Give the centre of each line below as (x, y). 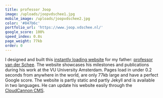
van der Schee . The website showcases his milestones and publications (77, 65)
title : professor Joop (28, 9)
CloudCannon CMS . (25, 90)
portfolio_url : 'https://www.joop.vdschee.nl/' (54, 28)
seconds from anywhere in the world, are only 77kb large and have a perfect (82, 75)
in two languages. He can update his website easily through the (69, 85)
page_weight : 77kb (24, 41)
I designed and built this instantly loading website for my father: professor (79, 59)
